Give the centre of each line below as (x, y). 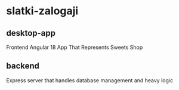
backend (23, 66)
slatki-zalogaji (42, 11)
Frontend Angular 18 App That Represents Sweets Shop (75, 47)
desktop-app (31, 33)
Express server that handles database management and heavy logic (90, 80)
